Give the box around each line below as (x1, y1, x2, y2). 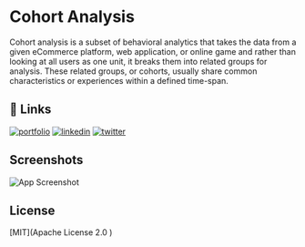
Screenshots (9, 152, 84, 168)
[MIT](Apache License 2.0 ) (9, 227, 113, 238)
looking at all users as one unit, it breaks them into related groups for (9, 56, 268, 67)
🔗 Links (9, 102, 52, 118)
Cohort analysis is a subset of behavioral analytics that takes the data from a (9, 36, 297, 47)
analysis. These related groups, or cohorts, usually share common (9, 66, 258, 77)
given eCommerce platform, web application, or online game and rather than (9, 46, 296, 57)
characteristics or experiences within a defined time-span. (9, 75, 229, 86)
